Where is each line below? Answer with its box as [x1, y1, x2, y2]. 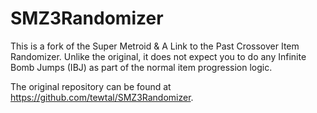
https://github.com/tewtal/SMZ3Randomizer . [10, 91, 194, 103]
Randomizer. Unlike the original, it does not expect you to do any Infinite [10, 50, 307, 62]
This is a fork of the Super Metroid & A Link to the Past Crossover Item [10, 40, 300, 52]
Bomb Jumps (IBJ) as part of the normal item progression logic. [10, 61, 273, 73]
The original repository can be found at [10, 80, 172, 92]
